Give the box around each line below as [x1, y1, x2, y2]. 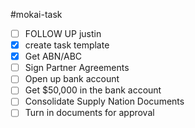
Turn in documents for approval [24, 107, 155, 119]
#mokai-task [10, 9, 63, 20]
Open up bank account [24, 73, 120, 85]
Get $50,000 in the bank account [24, 84, 162, 96]
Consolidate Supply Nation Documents [24, 95, 185, 108]
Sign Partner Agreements [24, 62, 130, 74]
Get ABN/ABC [24, 50, 83, 63]
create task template [24, 39, 110, 51]
